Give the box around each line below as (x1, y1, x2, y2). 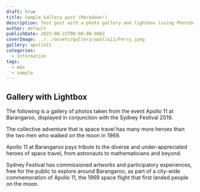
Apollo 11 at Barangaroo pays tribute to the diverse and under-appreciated (6, 144, 187, 151)
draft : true (6, 8, 36, 15)
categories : (6, 48, 36, 54)
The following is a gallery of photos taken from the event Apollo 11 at (6, 108, 174, 115)
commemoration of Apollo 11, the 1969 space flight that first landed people (6, 174, 189, 181)
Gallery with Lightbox (6, 92, 87, 102)
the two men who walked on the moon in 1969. (6, 132, 121, 139)
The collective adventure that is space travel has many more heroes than (6, 126, 185, 133)
